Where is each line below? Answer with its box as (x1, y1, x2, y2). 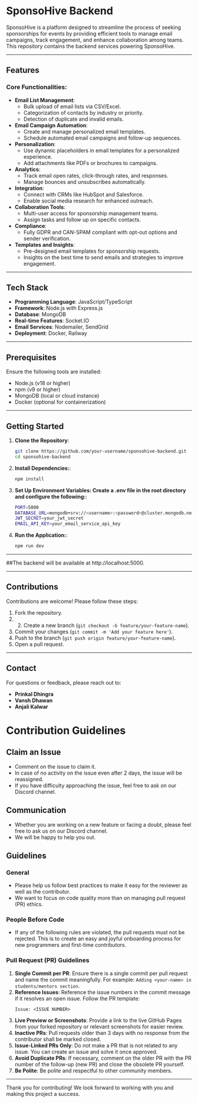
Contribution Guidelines (6, 724, 126, 737)
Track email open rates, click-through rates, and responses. (23, 172, 169, 179)
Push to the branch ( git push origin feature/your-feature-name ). (14, 634, 176, 641)
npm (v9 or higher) (14, 386, 61, 393)
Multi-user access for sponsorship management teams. (23, 209, 159, 217)
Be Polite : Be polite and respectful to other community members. (14, 1067, 173, 1074)
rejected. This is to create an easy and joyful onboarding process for (14, 935, 181, 942)
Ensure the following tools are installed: (6, 368, 102, 375)
